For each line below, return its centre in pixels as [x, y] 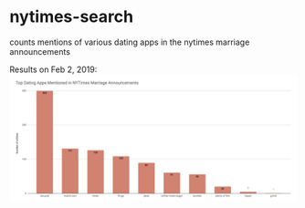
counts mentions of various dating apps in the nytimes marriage [130, 42]
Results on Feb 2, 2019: [53, 69]
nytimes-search [72, 17]
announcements [40, 51]
